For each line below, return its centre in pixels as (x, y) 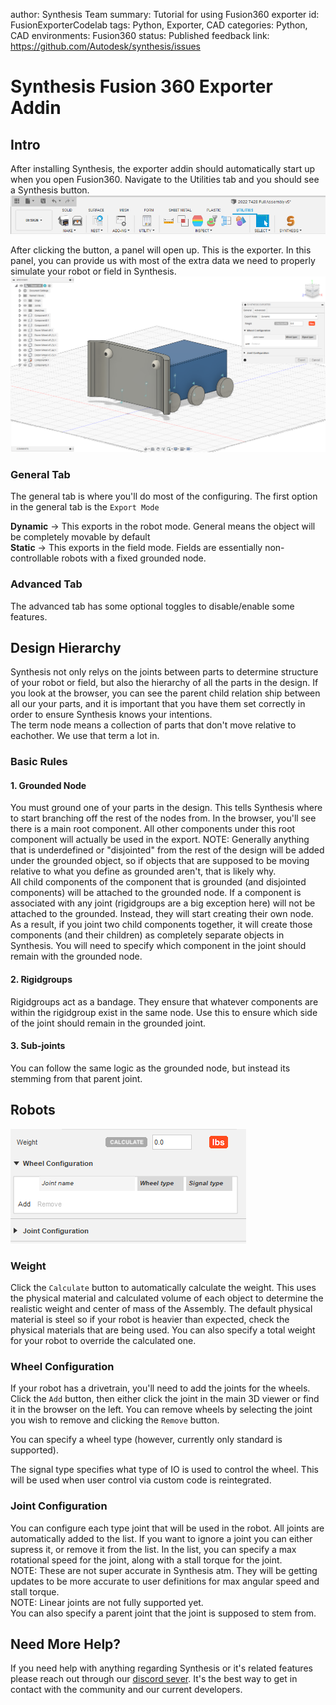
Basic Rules (39, 762)
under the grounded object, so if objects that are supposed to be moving (160, 861)
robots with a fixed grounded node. (134, 558)
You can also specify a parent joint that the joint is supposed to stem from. (163, 1613)
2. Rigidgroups (41, 980)
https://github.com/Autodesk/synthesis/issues (105, 46)
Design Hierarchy (66, 647)
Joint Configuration (59, 1506)
